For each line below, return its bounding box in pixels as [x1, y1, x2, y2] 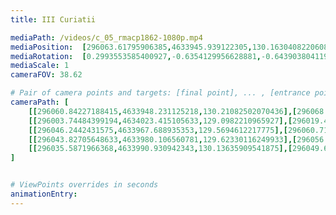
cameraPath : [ [10, 97, 70, 107]
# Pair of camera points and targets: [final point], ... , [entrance [10, 88, 311, 98]
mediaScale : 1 [10, 61, 70, 71]
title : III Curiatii [10, 14, 97, 25]
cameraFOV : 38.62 [10, 70, 83, 80]
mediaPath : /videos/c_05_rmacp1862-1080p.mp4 [10, 32, 203, 43]
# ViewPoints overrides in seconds [10, 180, 159, 190]
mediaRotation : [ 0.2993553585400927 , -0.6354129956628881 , [10, 51, 262, 61]
